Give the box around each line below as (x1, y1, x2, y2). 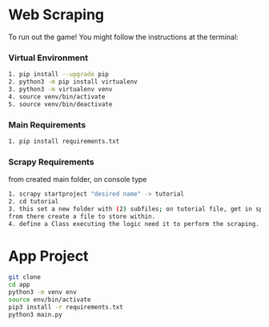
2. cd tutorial (8, 197, 59, 205)
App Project (8, 247, 89, 265)
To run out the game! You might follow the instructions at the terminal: (8, 32, 239, 42)
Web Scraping (8, 6, 105, 24)
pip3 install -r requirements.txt (8, 303, 124, 311)
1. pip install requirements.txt (8, 137, 120, 145)
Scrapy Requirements (8, 156, 94, 168)
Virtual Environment (8, 52, 89, 63)
